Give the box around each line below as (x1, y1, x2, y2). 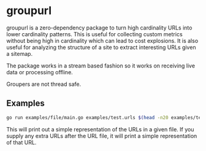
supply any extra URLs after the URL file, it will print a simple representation (6, 132, 197, 139)
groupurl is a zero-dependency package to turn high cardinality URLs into (6, 24, 193, 31)
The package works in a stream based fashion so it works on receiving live (6, 62, 195, 69)
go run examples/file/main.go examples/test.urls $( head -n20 (6, 114, 169, 120)
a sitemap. (6, 50, 32, 57)
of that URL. (6, 139, 37, 146)
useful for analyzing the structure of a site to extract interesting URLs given (6, 44, 196, 51)
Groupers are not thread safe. (6, 80, 82, 88)
